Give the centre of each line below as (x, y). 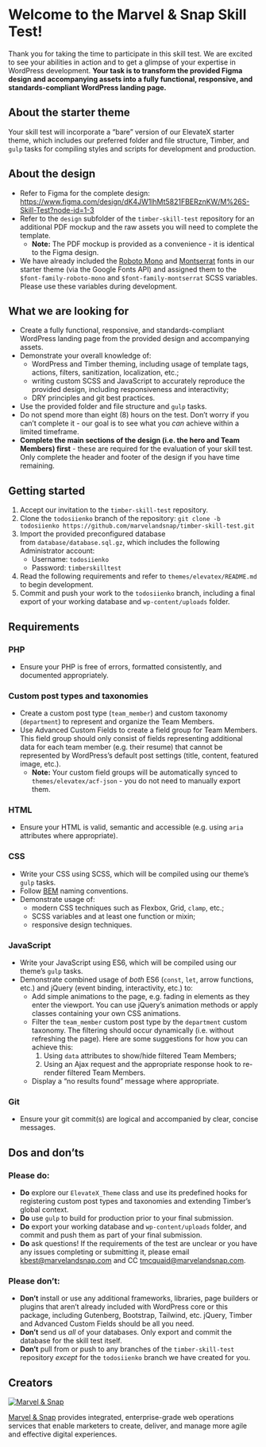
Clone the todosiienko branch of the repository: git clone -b (120, 519)
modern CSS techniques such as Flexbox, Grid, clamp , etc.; (128, 908)
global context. (44, 1210)
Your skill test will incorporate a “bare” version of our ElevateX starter (121, 131)
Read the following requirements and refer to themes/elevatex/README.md (138, 576)
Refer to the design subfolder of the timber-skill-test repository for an (137, 218)
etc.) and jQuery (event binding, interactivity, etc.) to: (106, 988)
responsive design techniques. (82, 924)
